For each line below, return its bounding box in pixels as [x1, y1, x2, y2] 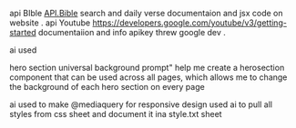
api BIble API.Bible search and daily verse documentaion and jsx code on [9, 8, 283, 18]
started [9, 27, 36, 37]
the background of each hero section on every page [9, 82, 205, 92]
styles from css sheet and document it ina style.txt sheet [9, 109, 222, 119]
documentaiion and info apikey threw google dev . [37, 27, 226, 37]
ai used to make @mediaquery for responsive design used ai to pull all [9, 99, 273, 110]
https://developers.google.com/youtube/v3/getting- [92, 17, 287, 28]
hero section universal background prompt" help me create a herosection [9, 63, 285, 73]
